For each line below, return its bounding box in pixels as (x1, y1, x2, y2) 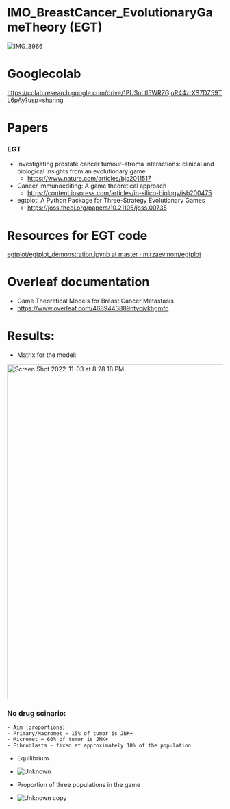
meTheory (7, 19, 67, 35)
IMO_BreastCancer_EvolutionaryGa (7, 5, 214, 21)
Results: (7, 328, 55, 344)
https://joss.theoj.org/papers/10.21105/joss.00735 (27, 203, 168, 212)
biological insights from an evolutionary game (16, 167, 146, 175)
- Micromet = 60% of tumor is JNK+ (7, 736, 109, 743)
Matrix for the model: (16, 351, 77, 359)
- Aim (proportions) (7, 724, 66, 731)
